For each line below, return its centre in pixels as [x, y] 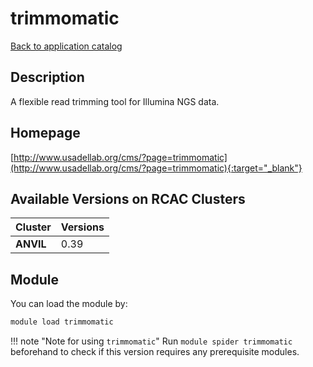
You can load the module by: [69, 304]
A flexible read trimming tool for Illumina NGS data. [115, 101]
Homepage [45, 133]
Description [47, 77]
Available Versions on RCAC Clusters [128, 198]
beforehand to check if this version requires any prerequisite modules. [155, 352]
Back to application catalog [66, 46]
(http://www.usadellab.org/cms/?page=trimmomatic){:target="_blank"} [156, 168]
